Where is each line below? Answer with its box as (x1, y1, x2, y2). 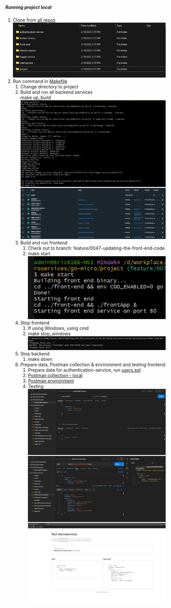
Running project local (5, 4, 52, 10)
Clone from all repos (12, 17, 56, 23)
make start (27, 250, 50, 256)
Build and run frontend (20, 239, 68, 246)
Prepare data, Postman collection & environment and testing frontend (20, 361, 165, 368)
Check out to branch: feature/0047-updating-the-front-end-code (27, 245, 165, 251)
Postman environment (27, 378, 74, 384)
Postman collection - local (27, 372, 83, 378)
